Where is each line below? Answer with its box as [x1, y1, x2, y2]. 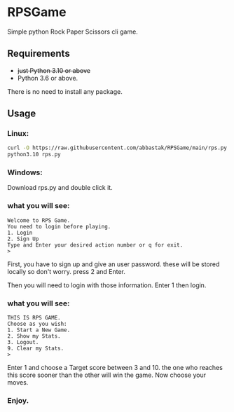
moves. [7, 378, 29, 387]
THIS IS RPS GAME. [7, 315, 61, 322]
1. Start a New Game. [7, 327, 71, 334]
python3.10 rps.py [7, 151, 61, 158]
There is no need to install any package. [7, 87, 123, 95]
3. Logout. [7, 339, 39, 346]
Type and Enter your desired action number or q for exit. [7, 241, 184, 249]
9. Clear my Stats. [7, 345, 64, 352]
